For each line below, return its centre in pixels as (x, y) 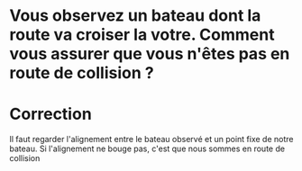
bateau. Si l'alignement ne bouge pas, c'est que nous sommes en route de (147, 148)
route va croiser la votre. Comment (142, 35)
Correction (50, 114)
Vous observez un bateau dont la (135, 16)
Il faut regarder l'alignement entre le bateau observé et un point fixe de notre (151, 139)
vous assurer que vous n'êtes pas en (150, 54)
